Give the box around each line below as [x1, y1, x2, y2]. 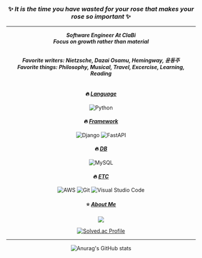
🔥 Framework [84, 118, 118, 125]
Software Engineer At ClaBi [66, 32, 136, 39]
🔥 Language [85, 90, 117, 97]
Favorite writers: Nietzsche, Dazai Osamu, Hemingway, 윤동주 [22, 57, 180, 64]
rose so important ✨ [71, 12, 131, 20]
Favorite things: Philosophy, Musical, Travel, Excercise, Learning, [17, 64, 185, 71]
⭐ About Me [86, 200, 116, 207]
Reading [90, 70, 112, 77]
